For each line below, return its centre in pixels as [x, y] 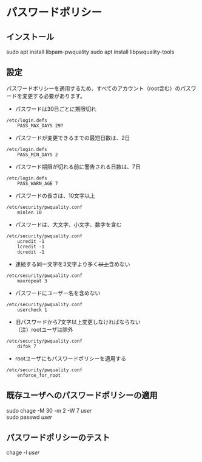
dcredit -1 [31, 252]
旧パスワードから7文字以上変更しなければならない [78, 322]
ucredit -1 [31, 241]
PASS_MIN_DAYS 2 [38, 155]
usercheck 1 [32, 310]
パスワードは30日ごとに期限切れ [56, 109]
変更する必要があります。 [54, 96]
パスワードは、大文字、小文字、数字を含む [68, 224]
